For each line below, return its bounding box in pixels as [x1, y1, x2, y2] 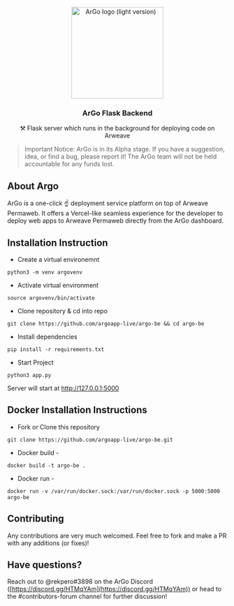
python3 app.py [7, 371, 52, 378]
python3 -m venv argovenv [7, 269, 82, 276]
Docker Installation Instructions [7, 404, 148, 416]
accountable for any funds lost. [24, 160, 115, 168]
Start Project [17, 358, 54, 367]
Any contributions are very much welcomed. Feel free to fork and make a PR [7, 531, 227, 540]
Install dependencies [17, 332, 78, 341]
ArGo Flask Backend [82, 108, 153, 118]
